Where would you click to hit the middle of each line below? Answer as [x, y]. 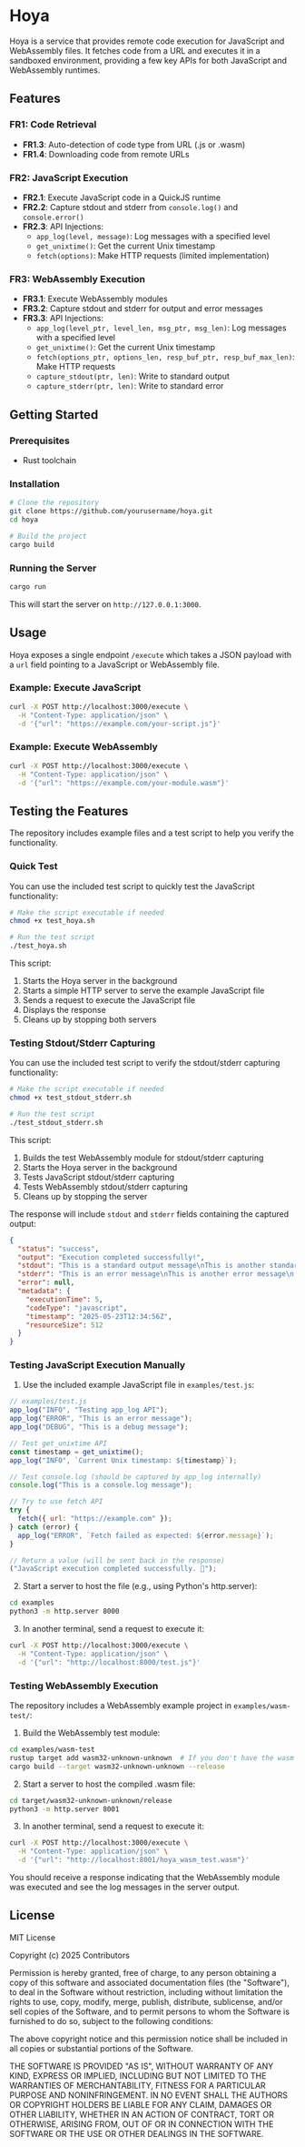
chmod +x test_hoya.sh [52, 921]
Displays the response [64, 1010]
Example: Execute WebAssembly [84, 747]
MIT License [33, 1937]
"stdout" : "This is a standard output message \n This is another [142, 1266]
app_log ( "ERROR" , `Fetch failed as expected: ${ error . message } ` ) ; [146, 1535]
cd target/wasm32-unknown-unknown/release [91, 1800]
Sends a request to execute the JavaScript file [109, 1000]
